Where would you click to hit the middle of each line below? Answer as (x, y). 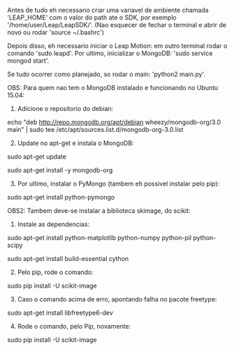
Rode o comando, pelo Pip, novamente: (74, 326)
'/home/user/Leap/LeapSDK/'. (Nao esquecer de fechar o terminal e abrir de (117, 25)
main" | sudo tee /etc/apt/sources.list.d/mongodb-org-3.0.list (95, 129)
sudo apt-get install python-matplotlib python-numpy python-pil (100, 238)
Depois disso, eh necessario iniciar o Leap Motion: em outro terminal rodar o (117, 46)
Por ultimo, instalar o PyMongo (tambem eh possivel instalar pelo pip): (118, 184)
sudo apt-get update (37, 157)
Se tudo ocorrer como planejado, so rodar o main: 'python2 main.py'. (107, 74)
